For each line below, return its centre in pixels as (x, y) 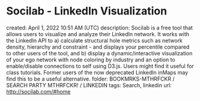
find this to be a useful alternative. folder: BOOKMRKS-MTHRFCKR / (91, 79)
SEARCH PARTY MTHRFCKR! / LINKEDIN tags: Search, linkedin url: (89, 85)
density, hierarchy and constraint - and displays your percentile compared (98, 47)
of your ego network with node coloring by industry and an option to (91, 60)
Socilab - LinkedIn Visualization (86, 11)
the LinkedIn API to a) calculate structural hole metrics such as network (95, 40)
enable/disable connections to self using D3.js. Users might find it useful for (100, 66)
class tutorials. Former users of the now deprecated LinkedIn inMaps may (97, 72)
